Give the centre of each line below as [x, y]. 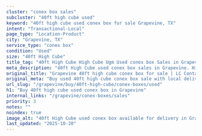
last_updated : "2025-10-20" [41, 124]
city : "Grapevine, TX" [35, 40]
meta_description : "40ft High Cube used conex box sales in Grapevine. [98, 68]
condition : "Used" [29, 51]
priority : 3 [21, 101]
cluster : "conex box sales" [41, 12]
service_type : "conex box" [40, 46]
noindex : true [24, 113]
